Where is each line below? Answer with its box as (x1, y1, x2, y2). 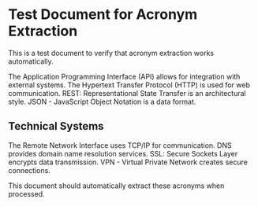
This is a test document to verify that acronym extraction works (8, 48, 215, 57)
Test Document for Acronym (8, 6, 198, 24)
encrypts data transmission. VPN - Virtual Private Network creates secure (8, 157, 249, 167)
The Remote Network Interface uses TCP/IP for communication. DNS (8, 140, 232, 150)
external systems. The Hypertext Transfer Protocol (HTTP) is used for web (8, 80, 250, 90)
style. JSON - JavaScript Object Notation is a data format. (8, 97, 196, 106)
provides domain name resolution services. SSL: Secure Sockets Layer (8, 149, 238, 158)
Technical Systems (8, 120, 104, 133)
